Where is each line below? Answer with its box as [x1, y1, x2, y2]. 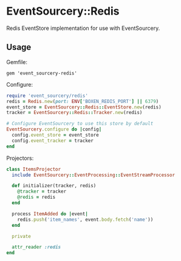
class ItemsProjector [6, 166, 61, 172]
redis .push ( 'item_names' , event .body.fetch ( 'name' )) [17, 216, 154, 223]
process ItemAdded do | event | [12, 210, 88, 217]
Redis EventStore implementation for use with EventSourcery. [6, 24, 160, 32]
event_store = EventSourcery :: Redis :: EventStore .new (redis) [6, 104, 162, 110]
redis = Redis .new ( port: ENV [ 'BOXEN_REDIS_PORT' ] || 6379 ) [6, 98, 159, 104]
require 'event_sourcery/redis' [6, 93, 88, 99]
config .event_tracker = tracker [12, 137, 94, 144]
